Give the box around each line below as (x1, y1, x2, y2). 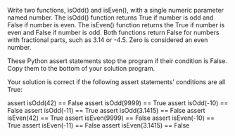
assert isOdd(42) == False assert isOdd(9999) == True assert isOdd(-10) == (7, 99, 229, 107)
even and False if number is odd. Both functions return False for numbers (7, 28, 220, 36)
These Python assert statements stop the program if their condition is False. (7, 57, 227, 65)
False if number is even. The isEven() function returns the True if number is (7, 21, 225, 29)
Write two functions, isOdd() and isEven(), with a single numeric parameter (7, 6, 224, 14)
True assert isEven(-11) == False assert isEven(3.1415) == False (7, 121, 190, 129)
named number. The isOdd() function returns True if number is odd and (7, 13, 214, 22)
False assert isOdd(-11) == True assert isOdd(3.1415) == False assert (7, 107, 205, 114)
